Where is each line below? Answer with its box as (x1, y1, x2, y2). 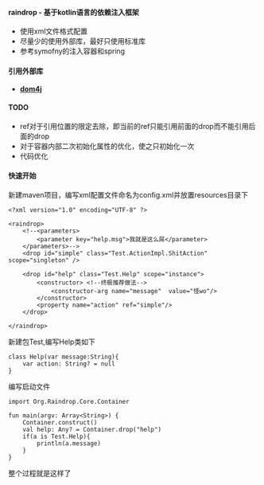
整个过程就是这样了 (8, 468, 72, 478)
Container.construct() (22, 418, 98, 426)
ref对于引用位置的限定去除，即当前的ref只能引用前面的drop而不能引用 (19, 121, 249, 131)
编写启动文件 (8, 381, 50, 391)
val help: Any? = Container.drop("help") (22, 425, 161, 433)
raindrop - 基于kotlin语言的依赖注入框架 (8, 7, 139, 17)
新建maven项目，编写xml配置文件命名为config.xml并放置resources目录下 (8, 190, 249, 199)
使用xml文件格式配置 (19, 26, 88, 36)
